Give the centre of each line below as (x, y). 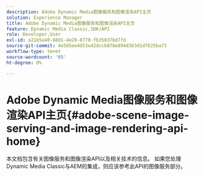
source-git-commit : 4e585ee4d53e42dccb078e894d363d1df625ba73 (87, 46)
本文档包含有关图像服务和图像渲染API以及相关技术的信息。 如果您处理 (94, 159)
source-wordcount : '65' (36, 57)
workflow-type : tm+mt (34, 52)
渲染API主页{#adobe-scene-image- (98, 115)
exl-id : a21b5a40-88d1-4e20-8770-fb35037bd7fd (66, 40)
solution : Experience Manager (45, 18)
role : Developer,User (34, 35)
